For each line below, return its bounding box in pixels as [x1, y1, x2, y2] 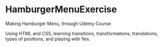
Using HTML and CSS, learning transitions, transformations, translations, [5, 30, 158, 36]
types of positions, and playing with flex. [5, 36, 91, 42]
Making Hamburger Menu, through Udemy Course [5, 20, 111, 27]
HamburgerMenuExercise [5, 4, 117, 15]
